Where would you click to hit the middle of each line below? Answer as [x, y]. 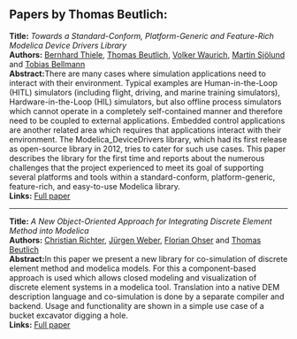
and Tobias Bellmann [47, 64]
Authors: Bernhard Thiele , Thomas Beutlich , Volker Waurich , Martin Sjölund [147, 54]
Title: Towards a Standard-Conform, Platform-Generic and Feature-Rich [141, 35]
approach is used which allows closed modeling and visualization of [133, 277]
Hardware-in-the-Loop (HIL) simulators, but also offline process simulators [145, 102]
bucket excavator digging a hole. [69, 315]
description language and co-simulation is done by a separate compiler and [147, 297]
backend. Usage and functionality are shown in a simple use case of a [137, 305]
